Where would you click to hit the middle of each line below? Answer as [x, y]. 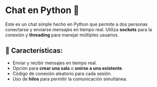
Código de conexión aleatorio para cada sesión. [62, 73]
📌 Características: [34, 51]
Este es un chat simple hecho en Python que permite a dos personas [76, 24]
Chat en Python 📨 [42, 10]
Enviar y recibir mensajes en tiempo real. [55, 63]
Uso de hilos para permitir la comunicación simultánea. [70, 79]
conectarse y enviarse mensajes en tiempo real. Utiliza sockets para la [79, 29]
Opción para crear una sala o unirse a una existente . [68, 68]
